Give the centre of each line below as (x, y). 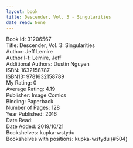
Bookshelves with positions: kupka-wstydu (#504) (67, 139)
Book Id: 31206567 (29, 39)
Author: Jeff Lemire (30, 52)
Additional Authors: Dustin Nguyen (48, 64)
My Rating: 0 (21, 83)
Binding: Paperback (30, 102)
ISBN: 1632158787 (28, 70)
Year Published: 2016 (32, 114)
